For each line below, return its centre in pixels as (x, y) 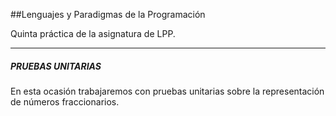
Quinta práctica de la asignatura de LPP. (93, 33)
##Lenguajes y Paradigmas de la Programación (108, 14)
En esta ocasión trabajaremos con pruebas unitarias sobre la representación (167, 91)
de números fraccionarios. (65, 101)
